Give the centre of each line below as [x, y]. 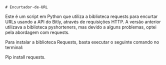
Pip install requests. [25, 57]
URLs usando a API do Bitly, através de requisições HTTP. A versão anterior [83, 22]
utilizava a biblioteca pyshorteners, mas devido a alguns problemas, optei [81, 27]
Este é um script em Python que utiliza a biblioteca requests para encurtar [81, 16]
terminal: [14, 47]
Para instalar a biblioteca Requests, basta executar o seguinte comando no [82, 42]
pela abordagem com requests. [37, 32]
